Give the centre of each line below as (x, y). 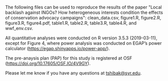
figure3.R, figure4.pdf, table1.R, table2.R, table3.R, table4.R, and (71, 23)
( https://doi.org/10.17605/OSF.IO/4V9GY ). (48, 63)
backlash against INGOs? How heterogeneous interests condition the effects (84, 12)
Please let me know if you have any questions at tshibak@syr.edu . (73, 73)
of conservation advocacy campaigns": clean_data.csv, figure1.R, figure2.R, (83, 18)
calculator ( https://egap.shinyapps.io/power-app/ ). (58, 48)
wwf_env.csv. (19, 28)
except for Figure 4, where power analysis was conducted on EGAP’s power (83, 43)
